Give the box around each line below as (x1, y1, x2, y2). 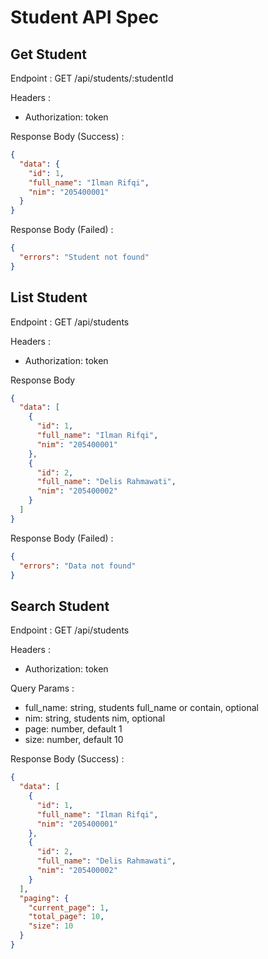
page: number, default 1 (24, 723, 123, 735)
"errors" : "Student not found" (19, 252, 150, 262)
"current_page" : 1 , (28, 902, 110, 913)
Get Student (10, 46, 87, 63)
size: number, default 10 (24, 734, 124, 746)
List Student (10, 289, 88, 306)
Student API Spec (10, 6, 160, 29)
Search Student (10, 597, 110, 615)
